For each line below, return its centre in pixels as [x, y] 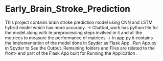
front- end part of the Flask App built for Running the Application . [71, 53]
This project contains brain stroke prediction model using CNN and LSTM [79, 22]
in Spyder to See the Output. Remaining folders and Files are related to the [80, 48]
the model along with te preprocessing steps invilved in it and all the [74, 32]
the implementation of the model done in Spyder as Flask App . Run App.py [81, 43]
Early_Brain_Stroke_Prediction [68, 9]
